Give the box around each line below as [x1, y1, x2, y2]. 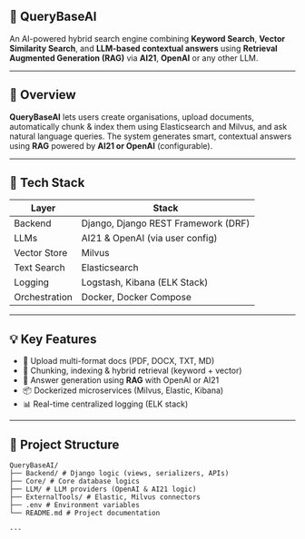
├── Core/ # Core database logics [9, 477, 141, 486]
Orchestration [14, 291, 73, 304]
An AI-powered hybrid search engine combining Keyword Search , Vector [9, 33, 286, 44]
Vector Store [14, 247, 68, 260]
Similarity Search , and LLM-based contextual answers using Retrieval [9, 43, 279, 54]
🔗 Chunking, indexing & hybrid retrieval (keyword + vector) [22, 365, 242, 377]
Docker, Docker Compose [81, 291, 192, 304]
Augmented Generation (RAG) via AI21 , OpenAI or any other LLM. [9, 52, 259, 64]
